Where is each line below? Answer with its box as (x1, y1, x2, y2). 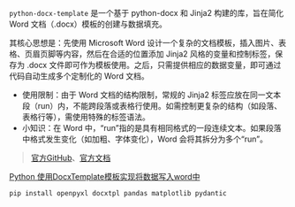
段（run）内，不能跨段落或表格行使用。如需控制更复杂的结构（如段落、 (21, 101, 283, 111)
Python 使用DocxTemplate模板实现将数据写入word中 (9, 172, 200, 181)
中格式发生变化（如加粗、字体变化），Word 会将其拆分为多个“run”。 (21, 134, 268, 144)
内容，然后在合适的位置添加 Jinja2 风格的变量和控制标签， (63, 49, 276, 59)
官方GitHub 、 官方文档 (30, 153, 111, 163)
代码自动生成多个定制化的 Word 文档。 (9, 71, 149, 81)
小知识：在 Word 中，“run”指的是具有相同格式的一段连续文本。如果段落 (21, 123, 282, 133)
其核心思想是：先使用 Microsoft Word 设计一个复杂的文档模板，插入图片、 (9, 38, 279, 48)
